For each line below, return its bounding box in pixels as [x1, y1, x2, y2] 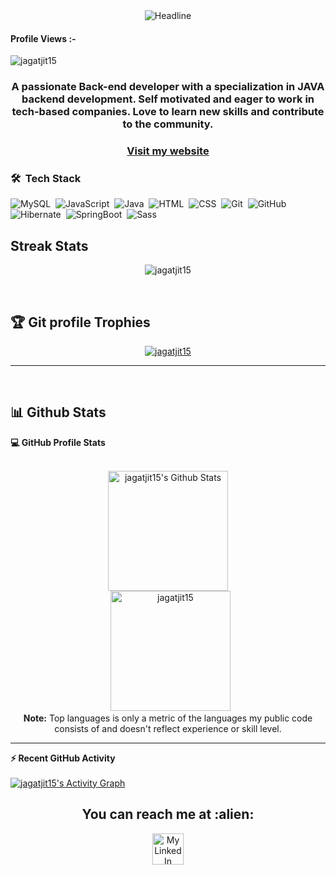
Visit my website [126, 144, 210, 158]
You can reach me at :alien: [81, 806, 255, 823]
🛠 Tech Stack [10, 171, 82, 185]
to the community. [122, 117, 214, 131]
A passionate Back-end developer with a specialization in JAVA [11, 80, 325, 94]
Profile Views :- [10, 32, 77, 44]
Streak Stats [10, 237, 89, 254]
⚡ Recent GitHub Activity [10, 752, 116, 764]
